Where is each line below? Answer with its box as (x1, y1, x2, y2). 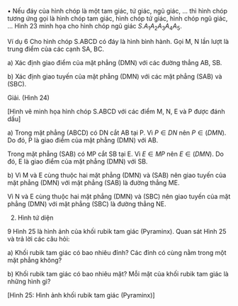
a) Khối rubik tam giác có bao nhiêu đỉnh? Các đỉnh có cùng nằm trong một (7, 248, 227, 256)
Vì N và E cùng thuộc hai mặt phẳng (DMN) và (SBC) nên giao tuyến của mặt (7, 192, 231, 200)
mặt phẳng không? (7, 256, 62, 264)
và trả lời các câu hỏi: (7, 234, 70, 243)
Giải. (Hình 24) (7, 93, 50, 102)
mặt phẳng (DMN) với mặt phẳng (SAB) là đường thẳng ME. (7, 178, 180, 187)
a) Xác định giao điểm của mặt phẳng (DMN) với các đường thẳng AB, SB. (7, 58, 222, 67)
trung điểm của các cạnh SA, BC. (7, 45, 105, 53)
